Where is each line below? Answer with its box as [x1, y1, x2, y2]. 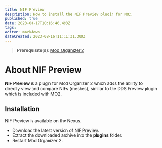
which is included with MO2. [5, 91, 62, 97]
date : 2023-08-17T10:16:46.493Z [5, 20, 70, 26]
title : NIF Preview [5, 7, 45, 12]
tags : [5, 25, 16, 30]
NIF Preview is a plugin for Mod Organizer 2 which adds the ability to [5, 81, 143, 86]
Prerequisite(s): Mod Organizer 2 [16, 47, 84, 53]
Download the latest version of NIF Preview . [12, 127, 99, 133]
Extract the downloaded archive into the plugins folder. [12, 132, 123, 138]
